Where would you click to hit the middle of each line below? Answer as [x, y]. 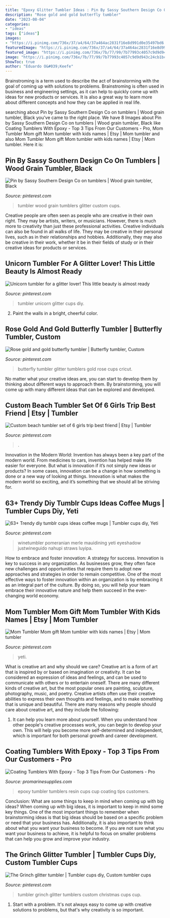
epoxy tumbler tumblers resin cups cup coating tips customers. [84, 791]
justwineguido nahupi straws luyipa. [55, 548]
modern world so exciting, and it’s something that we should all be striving [82, 482]
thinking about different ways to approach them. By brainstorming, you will [83, 384]
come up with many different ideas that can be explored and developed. [80, 389]
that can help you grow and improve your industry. [58, 838]
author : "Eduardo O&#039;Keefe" [39, 66]
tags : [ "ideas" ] [22, 33]
